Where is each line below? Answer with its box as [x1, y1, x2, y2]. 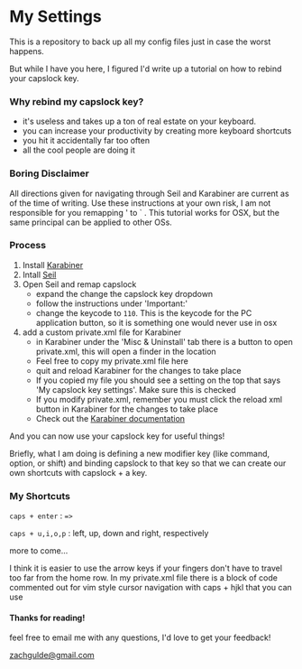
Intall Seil [22, 269, 57, 280]
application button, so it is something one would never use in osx [35, 317, 278, 328]
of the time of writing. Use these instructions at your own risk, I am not [9, 197, 271, 209]
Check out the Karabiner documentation [35, 413, 186, 423]
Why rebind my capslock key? [9, 95, 144, 107]
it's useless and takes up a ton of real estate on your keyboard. [22, 116, 257, 127]
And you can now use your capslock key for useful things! [9, 431, 225, 441]
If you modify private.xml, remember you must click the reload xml [35, 394, 282, 404]
